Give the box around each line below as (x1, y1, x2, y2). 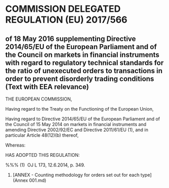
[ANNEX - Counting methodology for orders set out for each (12, 172, 139, 178)
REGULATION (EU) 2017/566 (5, 14, 128, 26)
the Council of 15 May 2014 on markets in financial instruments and (5, 121, 147, 127)
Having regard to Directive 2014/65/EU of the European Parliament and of (5, 116, 160, 122)
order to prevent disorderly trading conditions (5, 74, 154, 83)
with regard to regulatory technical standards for (5, 58, 164, 67)
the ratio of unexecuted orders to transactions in (5, 66, 162, 75)
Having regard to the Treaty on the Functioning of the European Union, (5, 106, 154, 112)
